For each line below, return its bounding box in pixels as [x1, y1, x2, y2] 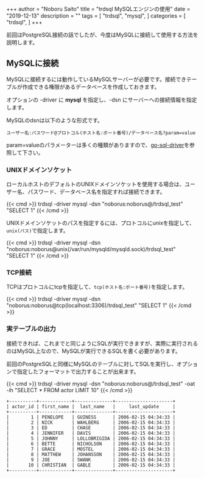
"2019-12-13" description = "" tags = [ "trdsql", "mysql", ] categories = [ [6, 12, 186, 19]
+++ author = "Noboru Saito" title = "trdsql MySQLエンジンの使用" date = [6, 5, 191, 12]
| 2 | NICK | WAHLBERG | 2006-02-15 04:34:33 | [6, 419, 175, 426]
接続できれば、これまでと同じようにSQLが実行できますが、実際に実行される [6, 339, 199, 347]
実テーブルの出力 [6, 325, 56, 333]
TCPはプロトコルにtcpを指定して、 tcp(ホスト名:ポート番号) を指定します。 [6, 283, 188, 291]
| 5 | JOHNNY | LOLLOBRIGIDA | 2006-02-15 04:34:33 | [6, 435, 175, 442]
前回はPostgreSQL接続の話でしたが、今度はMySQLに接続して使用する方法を [6, 31, 199, 38]
